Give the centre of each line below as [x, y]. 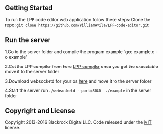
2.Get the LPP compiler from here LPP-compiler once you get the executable [81, 66]
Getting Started [29, 8]
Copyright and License [40, 111]
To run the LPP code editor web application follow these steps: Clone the [78, 19]
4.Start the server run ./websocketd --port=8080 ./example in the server [78, 90]
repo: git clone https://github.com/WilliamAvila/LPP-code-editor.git [77, 25]
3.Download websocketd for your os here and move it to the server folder [78, 81]
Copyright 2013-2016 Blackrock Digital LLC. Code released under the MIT [78, 122]
